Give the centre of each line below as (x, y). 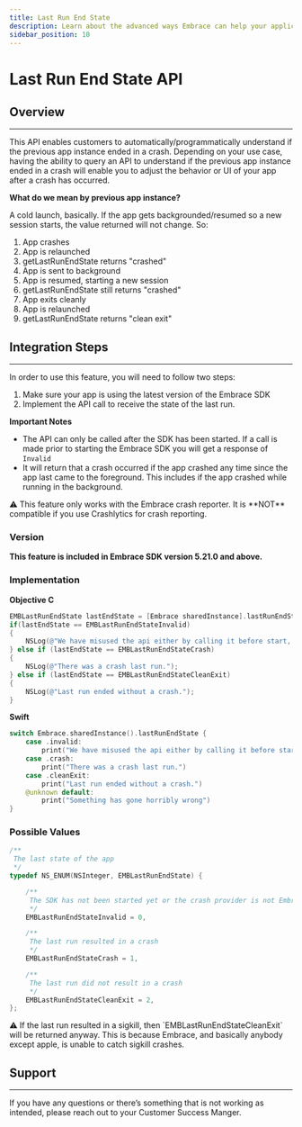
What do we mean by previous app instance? (95, 198)
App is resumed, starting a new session (95, 281)
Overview (37, 112)
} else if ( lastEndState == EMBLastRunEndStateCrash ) (112, 650)
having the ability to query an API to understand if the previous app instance (150, 161)
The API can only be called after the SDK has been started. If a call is (150, 439)
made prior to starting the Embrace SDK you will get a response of (145, 449)
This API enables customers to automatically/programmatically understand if (151, 142)
